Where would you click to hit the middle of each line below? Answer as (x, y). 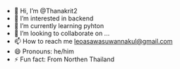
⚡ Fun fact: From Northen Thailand (64, 59)
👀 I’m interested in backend (54, 18)
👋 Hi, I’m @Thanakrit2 (46, 11)
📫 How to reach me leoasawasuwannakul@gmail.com (93, 41)
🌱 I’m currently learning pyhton (59, 26)
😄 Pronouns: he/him (44, 51)
